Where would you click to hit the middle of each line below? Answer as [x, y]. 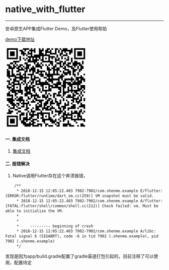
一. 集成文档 [18, 139]
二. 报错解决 [18, 163]
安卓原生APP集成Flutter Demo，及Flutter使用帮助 [56, 28]
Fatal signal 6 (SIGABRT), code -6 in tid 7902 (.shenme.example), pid [82, 236]
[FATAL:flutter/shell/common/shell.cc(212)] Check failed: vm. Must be [82, 206]
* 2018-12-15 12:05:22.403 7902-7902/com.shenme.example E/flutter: [90, 191]
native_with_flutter [45, 9]
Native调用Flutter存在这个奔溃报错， [50, 176]
